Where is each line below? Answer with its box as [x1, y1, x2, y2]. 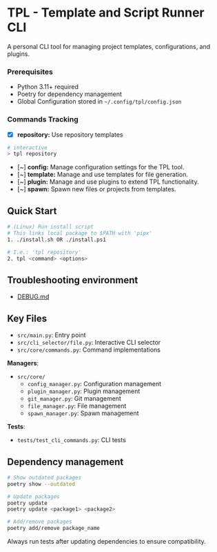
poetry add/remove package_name [7, 525, 100, 532]
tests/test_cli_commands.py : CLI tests [17, 436, 126, 444]
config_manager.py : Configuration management [27, 380, 162, 388]
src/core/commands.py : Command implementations [17, 345, 161, 354]
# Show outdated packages [7, 474, 81, 481]
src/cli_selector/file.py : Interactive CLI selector [17, 339, 161, 347]
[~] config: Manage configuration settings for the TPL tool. [17, 163, 185, 171]
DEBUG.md [17, 292, 50, 301]
